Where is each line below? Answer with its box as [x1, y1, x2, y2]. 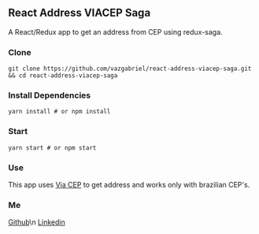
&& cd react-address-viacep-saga [8, 72, 118, 80]
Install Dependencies [8, 90, 91, 101]
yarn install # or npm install [8, 108, 111, 116]
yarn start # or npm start [8, 143, 97, 152]
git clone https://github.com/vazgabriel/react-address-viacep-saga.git [8, 65, 252, 73]
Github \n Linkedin [8, 217, 65, 227]
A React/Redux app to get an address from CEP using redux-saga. [8, 27, 223, 36]
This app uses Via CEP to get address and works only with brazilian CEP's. [8, 180, 250, 189]
